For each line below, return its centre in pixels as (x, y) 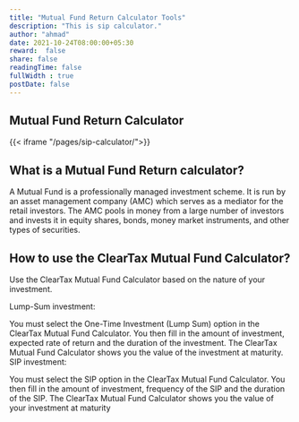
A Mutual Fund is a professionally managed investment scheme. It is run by (148, 192)
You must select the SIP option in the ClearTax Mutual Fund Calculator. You (147, 379)
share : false (34, 59)
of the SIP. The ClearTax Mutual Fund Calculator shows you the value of (142, 399)
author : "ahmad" (39, 34)
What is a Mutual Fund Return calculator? (127, 170)
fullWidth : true (42, 76)
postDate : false (39, 84)
